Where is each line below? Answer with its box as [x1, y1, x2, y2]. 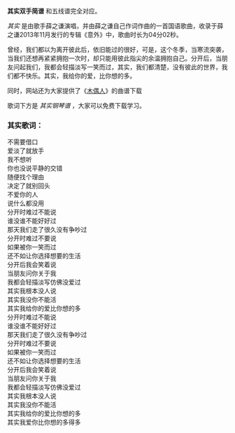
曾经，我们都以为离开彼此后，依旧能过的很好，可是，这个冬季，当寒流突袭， [7, 46, 228, 53]
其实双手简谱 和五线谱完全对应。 [7, 7, 101, 15]
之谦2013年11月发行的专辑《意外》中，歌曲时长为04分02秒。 [7, 31, 183, 39]
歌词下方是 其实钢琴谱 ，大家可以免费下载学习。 [7, 102, 145, 109]
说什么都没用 [7, 199, 44, 207]
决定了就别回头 [7, 181, 50, 190]
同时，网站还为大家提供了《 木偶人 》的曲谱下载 [7, 87, 142, 95]
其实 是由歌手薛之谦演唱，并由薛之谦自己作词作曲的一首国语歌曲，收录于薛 [7, 22, 224, 30]
